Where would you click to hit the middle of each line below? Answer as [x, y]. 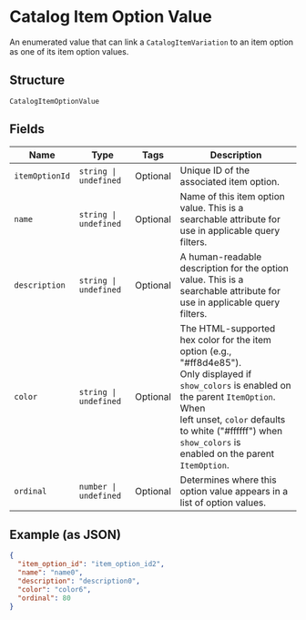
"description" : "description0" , [79, 581]
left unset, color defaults [233, 419]
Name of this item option [232, 196]
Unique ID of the [215, 170]
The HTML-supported [228, 328]
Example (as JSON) [65, 534]
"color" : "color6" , [55, 589]
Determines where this [228, 480]
